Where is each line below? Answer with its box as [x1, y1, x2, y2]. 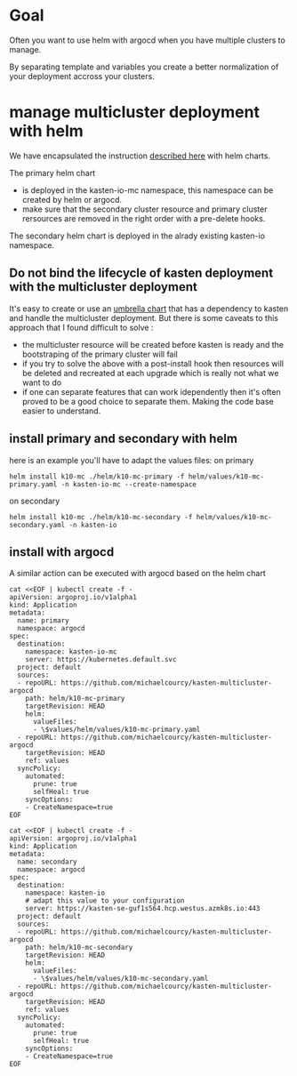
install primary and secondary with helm [9, 431, 238, 446]
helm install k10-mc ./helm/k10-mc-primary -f [9, 472, 185, 481]
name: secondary [17, 857, 77, 867]
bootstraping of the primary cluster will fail [21, 349, 178, 359]
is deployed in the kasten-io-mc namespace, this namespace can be [21, 184, 274, 196]
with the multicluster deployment [9, 279, 197, 294]
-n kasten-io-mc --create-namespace [60, 479, 197, 489]
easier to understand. [21, 406, 101, 416]
